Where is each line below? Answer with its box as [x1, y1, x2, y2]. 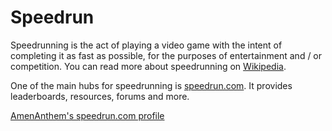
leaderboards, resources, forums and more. [10, 90, 190, 102]
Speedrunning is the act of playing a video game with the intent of [10, 39, 283, 51]
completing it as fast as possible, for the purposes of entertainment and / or [10, 49, 323, 61]
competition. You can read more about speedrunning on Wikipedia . [10, 60, 287, 72]
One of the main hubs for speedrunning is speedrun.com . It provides [10, 79, 293, 91]
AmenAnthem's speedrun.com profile [10, 109, 165, 121]
